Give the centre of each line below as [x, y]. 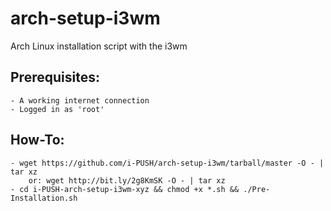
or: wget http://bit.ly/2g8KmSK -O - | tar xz [127, 180]
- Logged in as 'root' [57, 109]
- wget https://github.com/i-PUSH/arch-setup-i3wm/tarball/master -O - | [167, 163]
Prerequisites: [55, 77]
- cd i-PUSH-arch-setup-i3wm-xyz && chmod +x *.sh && [125, 189]
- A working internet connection [80, 100]
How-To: [37, 140]
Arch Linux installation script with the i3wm [99, 46]
